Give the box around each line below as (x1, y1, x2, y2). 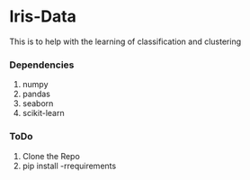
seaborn (22, 98, 54, 109)
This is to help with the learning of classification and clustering (9, 36, 242, 47)
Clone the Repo (22, 150, 81, 161)
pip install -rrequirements (22, 160, 117, 171)
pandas (22, 88, 51, 100)
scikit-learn (22, 108, 65, 119)
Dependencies (9, 58, 75, 71)
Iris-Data (9, 6, 76, 27)
